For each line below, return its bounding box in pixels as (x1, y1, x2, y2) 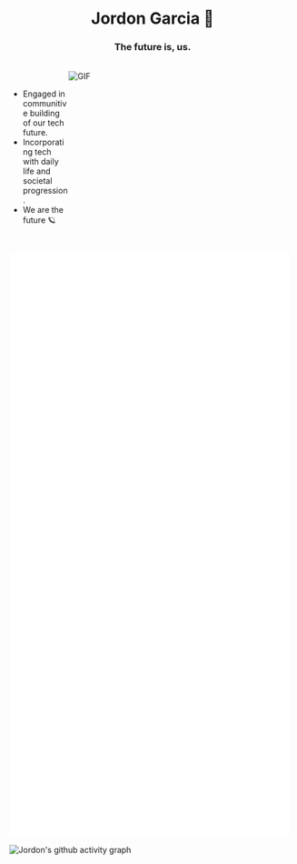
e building (22, 108, 61, 119)
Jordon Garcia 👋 (90, 8, 215, 29)
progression (22, 186, 68, 196)
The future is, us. (114, 41, 192, 54)
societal (22, 176, 53, 186)
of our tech (22, 117, 65, 128)
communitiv (22, 98, 67, 109)
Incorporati (22, 136, 64, 148)
